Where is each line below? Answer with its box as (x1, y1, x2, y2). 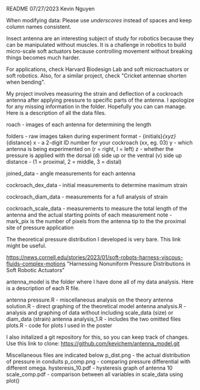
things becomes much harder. (6, 54, 80, 61)
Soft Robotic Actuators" (6, 267, 65, 273)
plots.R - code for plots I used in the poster (6, 322, 112, 329)
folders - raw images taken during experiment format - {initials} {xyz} (6, 132, 176, 140)
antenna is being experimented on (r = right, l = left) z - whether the (6, 146, 174, 152)
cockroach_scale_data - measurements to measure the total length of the (6, 205, 187, 212)
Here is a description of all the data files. (6, 110, 106, 116)
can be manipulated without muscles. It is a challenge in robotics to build (6, 42, 186, 48)
